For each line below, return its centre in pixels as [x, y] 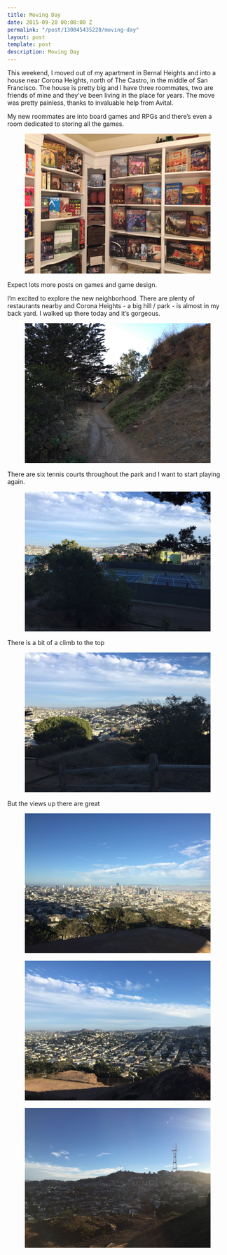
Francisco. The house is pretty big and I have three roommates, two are [110, 88]
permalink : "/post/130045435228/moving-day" [73, 30]
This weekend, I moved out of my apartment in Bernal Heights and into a [111, 73]
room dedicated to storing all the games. [66, 124]
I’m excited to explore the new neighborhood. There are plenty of [101, 298]
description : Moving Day [43, 52]
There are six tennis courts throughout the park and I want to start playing [114, 474]
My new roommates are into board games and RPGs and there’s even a [110, 116]
